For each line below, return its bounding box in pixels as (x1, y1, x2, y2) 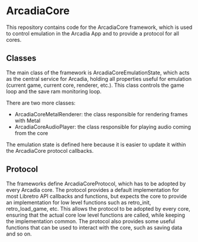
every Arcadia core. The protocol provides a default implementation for (6, 186, 179, 193)
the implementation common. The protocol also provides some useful (6, 217, 176, 225)
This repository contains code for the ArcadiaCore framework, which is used (6, 24, 193, 31)
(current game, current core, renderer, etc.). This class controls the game (6, 81, 184, 89)
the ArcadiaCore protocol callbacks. (6, 147, 94, 154)
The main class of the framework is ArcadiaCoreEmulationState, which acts (6, 69, 190, 76)
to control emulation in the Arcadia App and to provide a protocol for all (6, 30, 179, 37)
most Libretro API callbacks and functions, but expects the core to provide (6, 192, 187, 200)
